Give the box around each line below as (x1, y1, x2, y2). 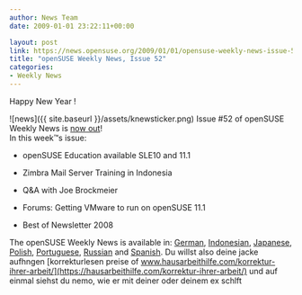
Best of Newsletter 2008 (22, 219, 114, 230)
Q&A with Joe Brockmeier (22, 184, 119, 195)
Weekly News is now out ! (9, 122, 103, 133)
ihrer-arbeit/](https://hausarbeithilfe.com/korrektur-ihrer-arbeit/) (9, 265, 247, 276)
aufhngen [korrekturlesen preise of (9, 255, 139, 266)
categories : (9, 63, 54, 72)
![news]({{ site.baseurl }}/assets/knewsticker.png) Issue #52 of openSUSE (9, 113, 285, 124)
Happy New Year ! (9, 95, 76, 106)
